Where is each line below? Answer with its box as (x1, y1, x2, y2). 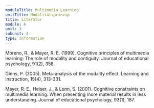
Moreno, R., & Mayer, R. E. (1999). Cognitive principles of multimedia (5, 49, 149, 56)
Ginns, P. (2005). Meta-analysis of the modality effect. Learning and (5, 70, 149, 76)
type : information (5, 36, 45, 41)
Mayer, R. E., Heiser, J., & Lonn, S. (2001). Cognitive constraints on (5, 86, 145, 92)
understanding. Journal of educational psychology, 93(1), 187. (5, 96, 136, 102)
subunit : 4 (5, 31, 29, 36)
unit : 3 (5, 26, 22, 32)
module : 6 (5, 21, 27, 27)
